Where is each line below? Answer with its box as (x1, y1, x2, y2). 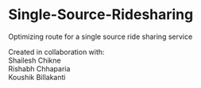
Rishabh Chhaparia (8, 63, 71, 73)
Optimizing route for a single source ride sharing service (8, 32, 193, 41)
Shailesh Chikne (8, 55, 61, 65)
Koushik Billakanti (8, 72, 66, 82)
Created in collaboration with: (8, 47, 105, 56)
